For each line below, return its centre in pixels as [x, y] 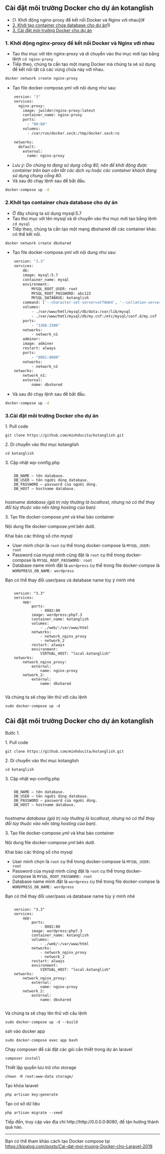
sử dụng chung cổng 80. [37, 176]
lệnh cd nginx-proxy [33, 59]
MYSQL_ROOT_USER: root [55, 289]
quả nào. [14, 1127]
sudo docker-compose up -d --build [41, 1022]
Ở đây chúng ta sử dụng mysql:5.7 [47, 213]
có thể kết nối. [27, 234]
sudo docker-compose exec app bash [41, 1040]
